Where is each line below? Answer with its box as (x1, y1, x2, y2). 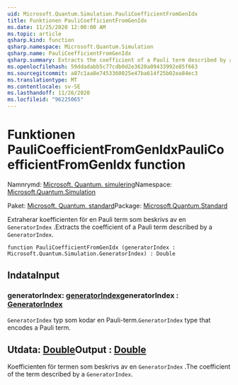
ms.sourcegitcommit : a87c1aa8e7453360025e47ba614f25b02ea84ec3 (7, 69, 198, 77)
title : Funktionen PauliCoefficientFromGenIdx (7, 17, 147, 24)
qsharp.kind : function (7, 37, 74, 44)
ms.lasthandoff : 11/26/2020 (7, 89, 91, 96)
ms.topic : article (7, 30, 62, 38)
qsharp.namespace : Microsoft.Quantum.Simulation (7, 43, 154, 50)
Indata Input (7, 269, 60, 281)
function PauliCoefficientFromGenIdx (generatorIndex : (7, 244, 176, 251)
